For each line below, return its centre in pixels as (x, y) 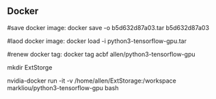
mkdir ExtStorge (30, 67)
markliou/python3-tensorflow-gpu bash (63, 87)
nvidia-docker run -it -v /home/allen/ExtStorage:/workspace (92, 81)
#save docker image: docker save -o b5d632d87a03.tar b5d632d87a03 (108, 27)
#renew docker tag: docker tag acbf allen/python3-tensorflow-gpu (102, 54)
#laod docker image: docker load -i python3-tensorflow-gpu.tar (97, 41)
